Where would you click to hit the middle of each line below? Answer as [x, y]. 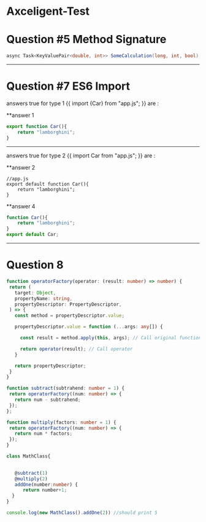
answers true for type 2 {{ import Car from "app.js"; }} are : [81, 156]
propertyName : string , [43, 299]
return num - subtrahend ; [48, 400]
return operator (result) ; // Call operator [76, 349]
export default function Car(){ [48, 184]
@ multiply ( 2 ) [31, 479]
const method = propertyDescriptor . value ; [69, 316]
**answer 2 [21, 167]
